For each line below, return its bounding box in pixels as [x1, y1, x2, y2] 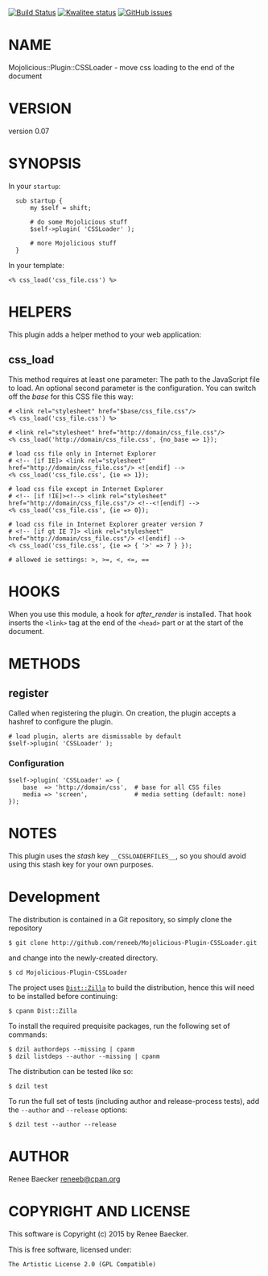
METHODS [8, 654, 80, 673]
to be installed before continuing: [8, 991, 118, 1001]
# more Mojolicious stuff [29, 239, 117, 247]
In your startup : [8, 181, 61, 191]
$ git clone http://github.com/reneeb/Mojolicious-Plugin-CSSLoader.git [8, 938, 258, 947]
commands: [8, 1030, 48, 1039]
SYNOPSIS [8, 154, 82, 173]
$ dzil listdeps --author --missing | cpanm [8, 1052, 160, 1060]
